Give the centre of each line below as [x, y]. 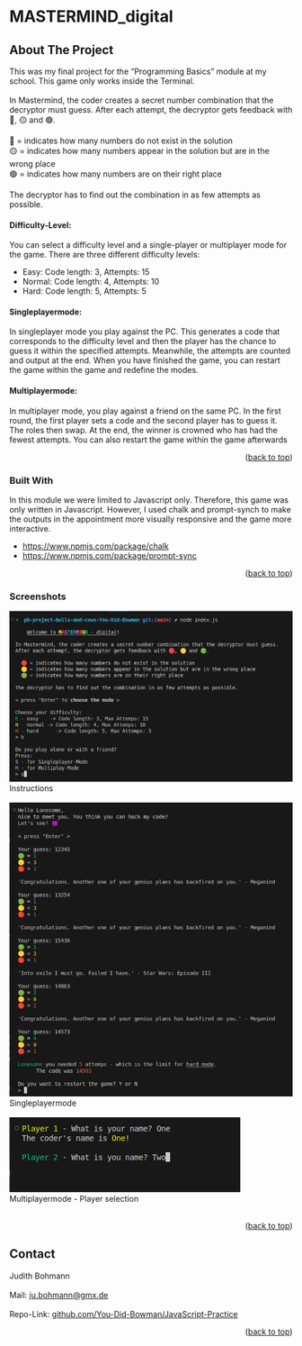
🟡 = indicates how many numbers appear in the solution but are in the [139, 151]
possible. [26, 204]
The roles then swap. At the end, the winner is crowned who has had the [144, 430]
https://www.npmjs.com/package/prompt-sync [110, 555]
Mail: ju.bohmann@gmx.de [59, 1295]
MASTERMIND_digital [91, 17]
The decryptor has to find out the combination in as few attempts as [135, 195]
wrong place [32, 164]
